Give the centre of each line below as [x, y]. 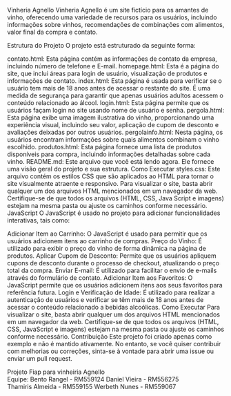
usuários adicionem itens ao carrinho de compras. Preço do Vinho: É [104, 241]
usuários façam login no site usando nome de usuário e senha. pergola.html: [116, 110]
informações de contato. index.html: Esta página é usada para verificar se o [114, 81]
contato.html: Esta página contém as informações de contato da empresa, [112, 59]
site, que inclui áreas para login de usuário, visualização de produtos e [107, 73]
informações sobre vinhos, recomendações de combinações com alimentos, [116, 25]
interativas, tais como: [39, 220]
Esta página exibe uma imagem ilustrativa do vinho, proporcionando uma [111, 117]
